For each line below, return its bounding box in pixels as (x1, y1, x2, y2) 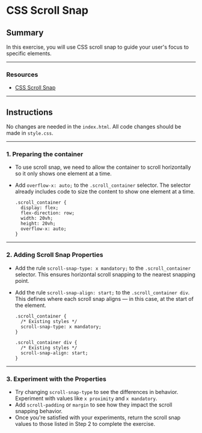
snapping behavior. (14, 408, 63, 414)
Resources (6, 70, 38, 79)
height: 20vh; (20, 220, 56, 227)
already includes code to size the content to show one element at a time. (14, 188, 195, 195)
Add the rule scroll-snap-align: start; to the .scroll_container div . (14, 289, 190, 296)
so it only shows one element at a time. (14, 170, 112, 177)
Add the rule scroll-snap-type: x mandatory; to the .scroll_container (14, 264, 191, 271)
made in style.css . (6, 130, 54, 137)
